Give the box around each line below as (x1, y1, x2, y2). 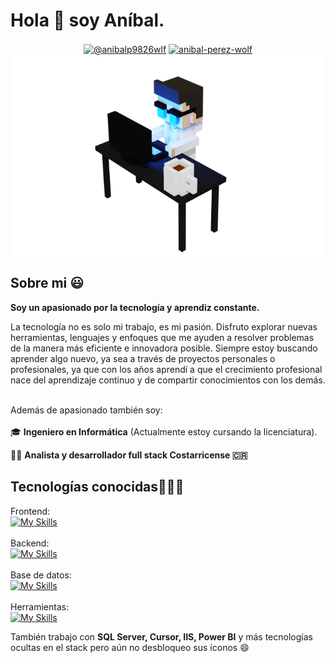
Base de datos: (10, 569, 72, 581)
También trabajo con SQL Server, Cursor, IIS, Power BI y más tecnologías (10, 630, 313, 643)
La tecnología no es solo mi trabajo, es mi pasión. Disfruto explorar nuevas (10, 320, 318, 333)
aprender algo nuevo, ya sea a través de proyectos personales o (10, 352, 276, 364)
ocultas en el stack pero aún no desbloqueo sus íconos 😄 (10, 641, 250, 653)
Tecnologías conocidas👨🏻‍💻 (10, 479, 185, 496)
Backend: (10, 537, 50, 549)
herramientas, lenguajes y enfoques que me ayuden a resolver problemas (10, 331, 315, 343)
